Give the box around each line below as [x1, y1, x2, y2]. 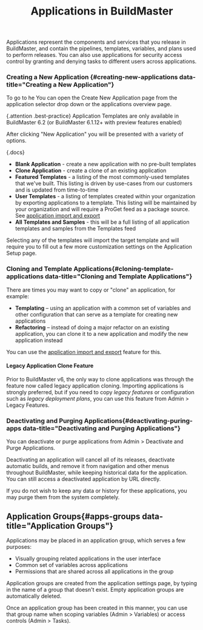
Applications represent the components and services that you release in [6, 38, 186, 46]
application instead [15, 337, 63, 344]
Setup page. [6, 250, 37, 257]
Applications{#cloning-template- [73, 265, 174, 273]
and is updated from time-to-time [15, 186, 99, 193]
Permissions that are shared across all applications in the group [15, 568, 174, 575]
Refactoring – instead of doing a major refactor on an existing [15, 323, 170, 331]
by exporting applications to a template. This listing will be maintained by [15, 199, 197, 207]
